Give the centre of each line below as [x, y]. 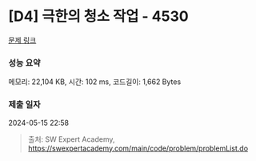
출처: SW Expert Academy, [71, 139]
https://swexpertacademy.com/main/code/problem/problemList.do [138, 148]
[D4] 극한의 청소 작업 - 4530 [99, 16]
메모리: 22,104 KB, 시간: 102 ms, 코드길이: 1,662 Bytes [95, 82]
